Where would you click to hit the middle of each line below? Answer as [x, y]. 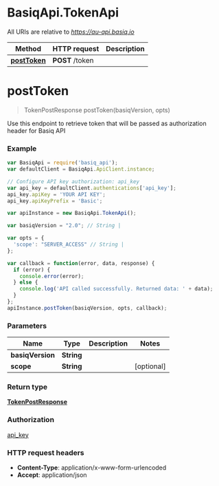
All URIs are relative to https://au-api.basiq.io [71, 32]
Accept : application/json [52, 475]
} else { [26, 283]
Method [28, 48]
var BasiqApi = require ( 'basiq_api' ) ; [62, 163]
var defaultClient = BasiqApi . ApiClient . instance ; [81, 169]
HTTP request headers [46, 452]
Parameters [27, 326]
